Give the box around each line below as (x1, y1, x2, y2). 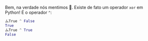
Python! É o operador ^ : (5, 10, 52, 15)
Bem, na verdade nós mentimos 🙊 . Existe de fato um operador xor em (5, 5, 143, 10)
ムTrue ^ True (5, 28, 33, 32)
